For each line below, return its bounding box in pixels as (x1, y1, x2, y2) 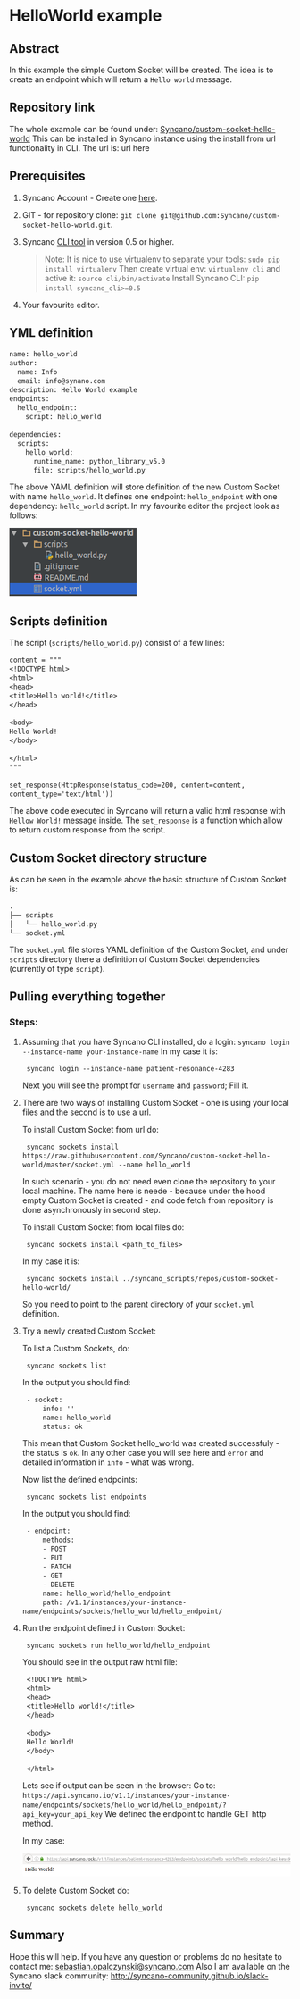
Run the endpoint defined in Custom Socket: (21, 1622, 186, 1633)
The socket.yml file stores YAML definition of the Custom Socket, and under (9, 944, 289, 956)
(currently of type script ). (9, 964, 105, 974)
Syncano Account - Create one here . (21, 192, 158, 203)
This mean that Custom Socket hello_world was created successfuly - (21, 1437, 279, 1448)
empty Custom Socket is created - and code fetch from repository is (21, 1194, 274, 1206)
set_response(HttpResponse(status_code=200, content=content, (9, 781, 246, 790)
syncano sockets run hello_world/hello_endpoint (26, 1641, 212, 1650)
